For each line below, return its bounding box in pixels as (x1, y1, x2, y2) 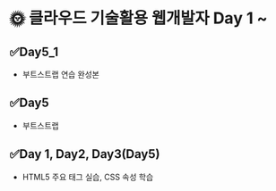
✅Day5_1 (9, 44, 59, 59)
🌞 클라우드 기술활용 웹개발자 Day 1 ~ (9, 8, 268, 29)
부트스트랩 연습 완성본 (22, 69, 100, 79)
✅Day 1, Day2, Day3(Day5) (9, 146, 160, 162)
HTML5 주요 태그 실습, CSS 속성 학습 (22, 171, 154, 182)
